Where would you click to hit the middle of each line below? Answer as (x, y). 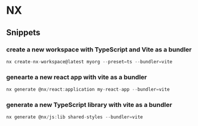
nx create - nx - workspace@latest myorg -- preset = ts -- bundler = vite (89, 62)
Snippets (23, 33)
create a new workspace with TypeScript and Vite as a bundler (99, 50)
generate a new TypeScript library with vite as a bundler (89, 105)
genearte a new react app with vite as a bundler (77, 77)
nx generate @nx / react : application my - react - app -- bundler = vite (88, 90)
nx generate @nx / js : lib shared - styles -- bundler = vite (75, 117)
